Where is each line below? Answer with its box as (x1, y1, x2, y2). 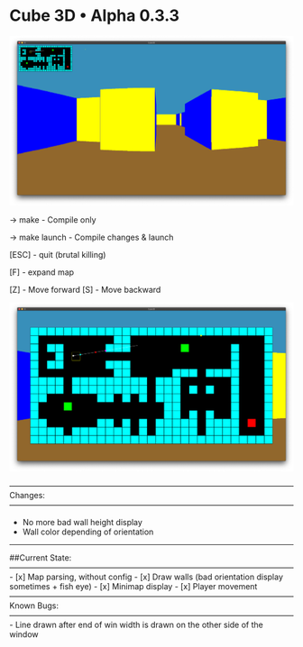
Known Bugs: (9, 600, 59, 611)
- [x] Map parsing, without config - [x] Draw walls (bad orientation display (9, 571, 284, 582)
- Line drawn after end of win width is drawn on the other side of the (9, 619, 263, 631)
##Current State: (9, 552, 72, 563)
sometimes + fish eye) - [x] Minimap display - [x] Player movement (9, 581, 258, 592)
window (9, 629, 39, 640)
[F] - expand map (9, 267, 75, 278)
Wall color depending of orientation (22, 526, 154, 537)
